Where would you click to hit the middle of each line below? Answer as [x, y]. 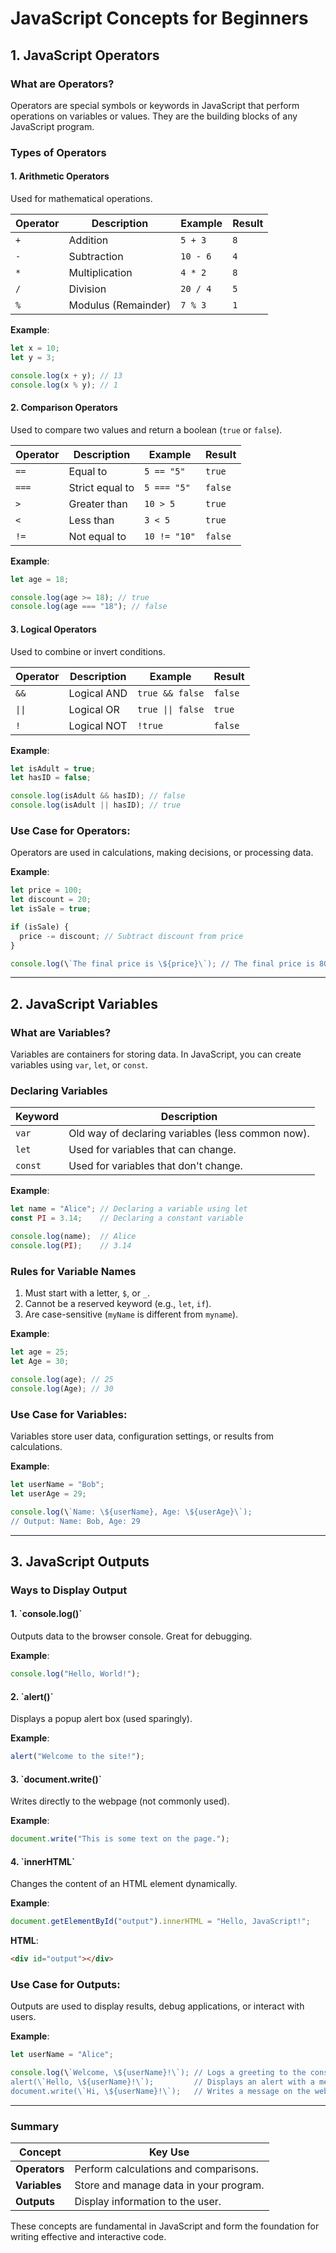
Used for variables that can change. [152, 1150]
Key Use [169, 2152]
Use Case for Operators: [70, 830]
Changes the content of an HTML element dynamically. [124, 1884]
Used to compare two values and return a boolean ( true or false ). [146, 429]
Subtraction [96, 256]
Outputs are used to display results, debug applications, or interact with [157, 2006]
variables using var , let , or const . [79, 1065]
